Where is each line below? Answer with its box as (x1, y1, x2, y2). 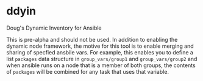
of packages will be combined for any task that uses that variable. (6, 68, 169, 75)
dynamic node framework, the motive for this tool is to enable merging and (6, 42, 194, 50)
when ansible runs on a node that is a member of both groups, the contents (6, 62, 196, 69)
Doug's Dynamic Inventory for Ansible (6, 24, 102, 31)
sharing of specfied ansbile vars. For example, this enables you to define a (6, 48, 194, 56)
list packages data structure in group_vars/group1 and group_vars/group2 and (6, 55, 198, 62)
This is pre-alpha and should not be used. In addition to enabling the (6, 36, 178, 43)
